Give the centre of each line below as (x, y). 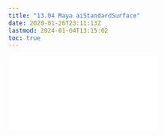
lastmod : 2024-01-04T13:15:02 (59, 30)
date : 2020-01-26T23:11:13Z (55, 23)
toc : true (25, 38)
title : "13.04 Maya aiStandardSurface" (74, 16)
